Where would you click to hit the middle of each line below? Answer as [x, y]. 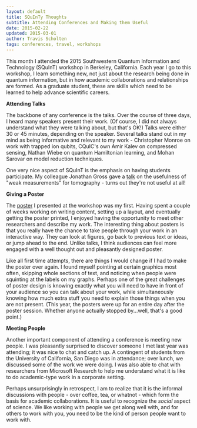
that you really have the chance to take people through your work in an [92, 230]
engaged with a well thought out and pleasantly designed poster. [85, 249]
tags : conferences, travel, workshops [54, 45]
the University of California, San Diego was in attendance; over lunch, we [95, 358]
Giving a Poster [25, 194]
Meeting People [26, 328]
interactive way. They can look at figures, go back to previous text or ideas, [97, 236]
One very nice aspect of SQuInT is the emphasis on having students [88, 170]
